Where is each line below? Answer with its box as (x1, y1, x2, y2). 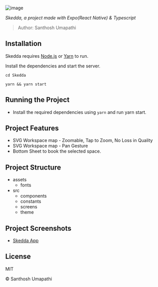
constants (20, 198, 42, 204)
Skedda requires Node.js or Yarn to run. (5, 53, 89, 59)
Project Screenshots (5, 224, 71, 232)
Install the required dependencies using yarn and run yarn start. (12, 109, 147, 115)
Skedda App (12, 237, 39, 244)
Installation (5, 39, 42, 48)
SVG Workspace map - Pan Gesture (12, 143, 88, 149)
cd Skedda (5, 73, 27, 78)
